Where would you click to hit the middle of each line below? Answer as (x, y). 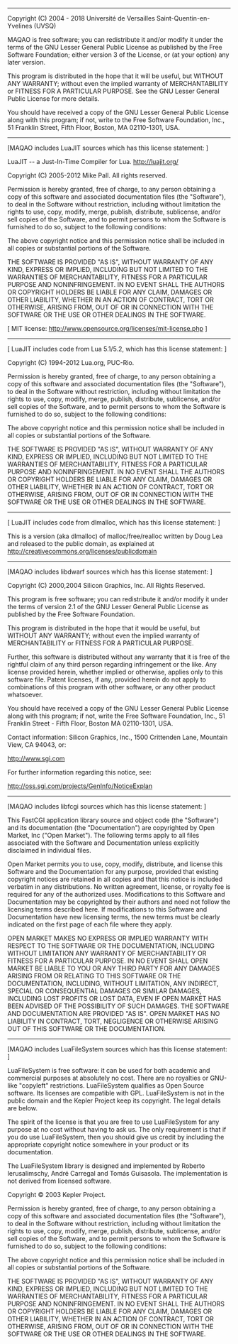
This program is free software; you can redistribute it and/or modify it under (118, 599)
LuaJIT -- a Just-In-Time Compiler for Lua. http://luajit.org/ (93, 162)
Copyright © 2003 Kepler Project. (57, 1195)
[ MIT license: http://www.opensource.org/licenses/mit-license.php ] (107, 328)
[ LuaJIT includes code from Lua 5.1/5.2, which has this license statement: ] (117, 349)
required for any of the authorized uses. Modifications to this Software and (116, 894)
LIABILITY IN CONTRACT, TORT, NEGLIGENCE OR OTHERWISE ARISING (113, 1021)
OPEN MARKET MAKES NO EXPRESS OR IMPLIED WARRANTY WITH (108, 938)
